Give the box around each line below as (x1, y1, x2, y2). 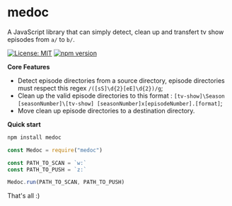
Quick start (7, 120, 41, 128)
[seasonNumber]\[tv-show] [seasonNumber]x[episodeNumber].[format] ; (17, 98, 223, 107)
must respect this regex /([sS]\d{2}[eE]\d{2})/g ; (17, 84, 163, 92)
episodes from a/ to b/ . (7, 35, 76, 43)
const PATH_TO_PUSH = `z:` (7, 166, 87, 173)
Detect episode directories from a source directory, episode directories (17, 76, 225, 85)
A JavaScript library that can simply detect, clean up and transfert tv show (7, 28, 224, 36)
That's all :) (7, 192, 40, 200)
